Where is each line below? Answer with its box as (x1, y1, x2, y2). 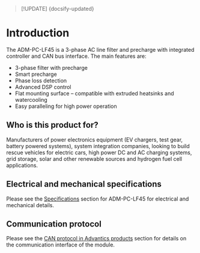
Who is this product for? (6, 120, 98, 130)
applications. (6, 161, 38, 169)
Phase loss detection (14, 77, 67, 84)
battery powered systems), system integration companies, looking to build (6, 142, 190, 149)
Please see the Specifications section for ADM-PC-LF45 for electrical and (6, 195, 189, 202)
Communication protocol (6, 219, 102, 229)
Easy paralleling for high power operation (14, 102, 117, 110)
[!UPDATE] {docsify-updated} (20, 5, 94, 12)
